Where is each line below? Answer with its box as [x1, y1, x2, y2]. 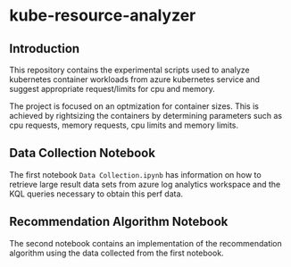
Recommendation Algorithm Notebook [9, 214, 229, 229]
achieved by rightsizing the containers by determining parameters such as [9, 111, 283, 121]
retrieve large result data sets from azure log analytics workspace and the [9, 179, 281, 189]
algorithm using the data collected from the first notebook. [9, 247, 225, 258]
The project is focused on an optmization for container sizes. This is [9, 101, 259, 112]
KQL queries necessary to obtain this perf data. [9, 188, 184, 199]
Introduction [9, 41, 80, 56]
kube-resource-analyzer [9, 5, 196, 26]
